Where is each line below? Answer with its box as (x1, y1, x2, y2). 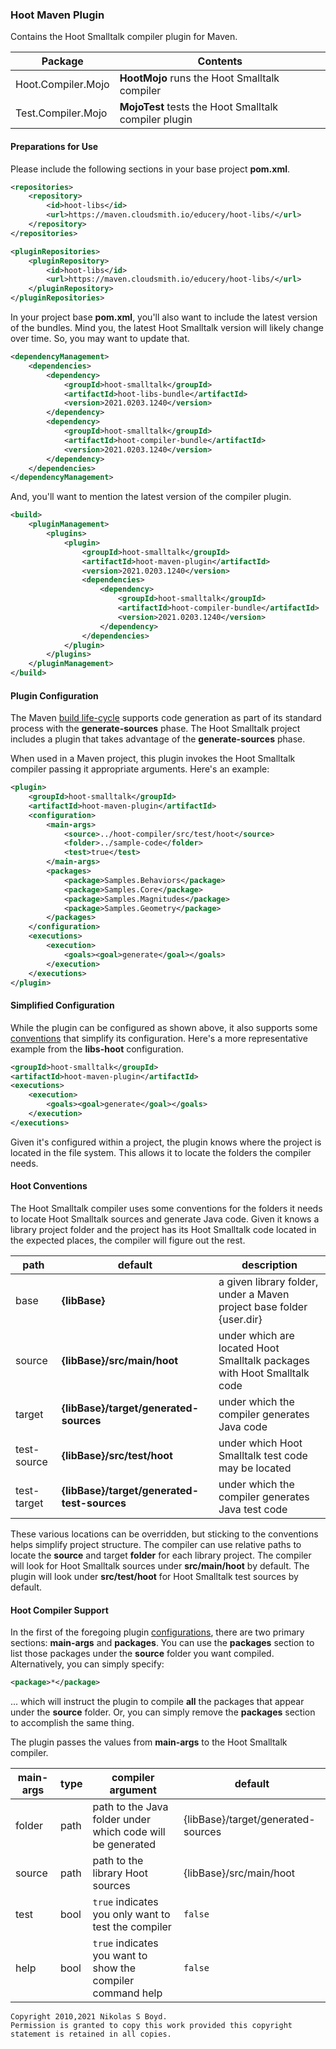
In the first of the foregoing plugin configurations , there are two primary (10, 1626, 305, 1638)
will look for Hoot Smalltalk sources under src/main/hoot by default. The (10, 1559, 310, 1572)
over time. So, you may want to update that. (10, 333, 190, 344)
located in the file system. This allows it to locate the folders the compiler (10, 1146, 312, 1158)
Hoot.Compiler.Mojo (15, 78, 110, 92)
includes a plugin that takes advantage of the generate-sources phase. (10, 733, 306, 745)
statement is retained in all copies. (10, 2029, 172, 2040)
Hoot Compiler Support (10, 1604, 109, 1616)
